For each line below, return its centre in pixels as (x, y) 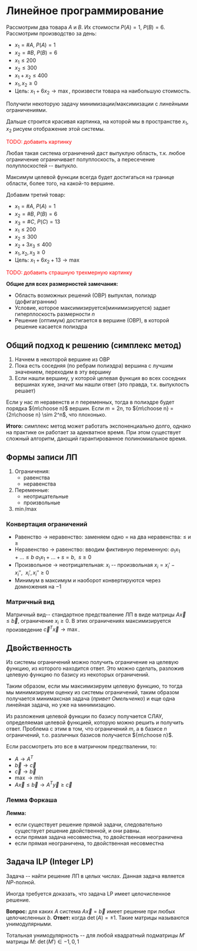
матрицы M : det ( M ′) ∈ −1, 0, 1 (43, 942)
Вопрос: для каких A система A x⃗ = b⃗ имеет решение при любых (91, 911)
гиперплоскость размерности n (55, 314)
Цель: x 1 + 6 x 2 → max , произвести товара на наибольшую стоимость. (103, 91)
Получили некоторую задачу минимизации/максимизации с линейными (97, 104)
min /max (26, 509)
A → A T (24, 758)
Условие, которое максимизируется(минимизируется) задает (92, 308)
